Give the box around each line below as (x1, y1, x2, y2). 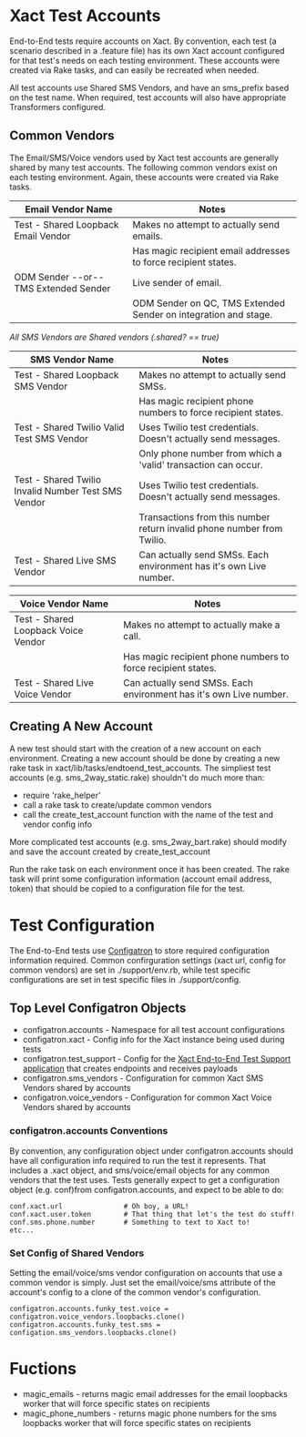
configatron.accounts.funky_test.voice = (9, 1304, 169, 1313)
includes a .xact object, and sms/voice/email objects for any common (9, 1165, 270, 1176)
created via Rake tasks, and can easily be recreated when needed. (9, 65, 260, 76)
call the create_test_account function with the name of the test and (22, 809, 274, 820)
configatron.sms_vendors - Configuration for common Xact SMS (22, 1073, 264, 1084)
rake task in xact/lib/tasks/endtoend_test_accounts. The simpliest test (9, 762, 271, 773)
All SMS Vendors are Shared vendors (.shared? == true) (9, 331, 220, 342)
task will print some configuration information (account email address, (9, 873, 272, 884)
